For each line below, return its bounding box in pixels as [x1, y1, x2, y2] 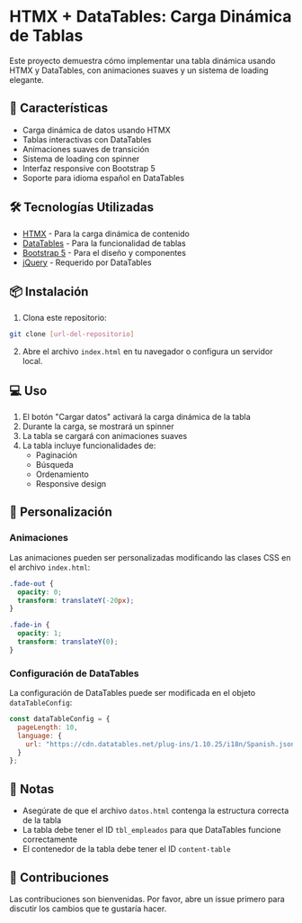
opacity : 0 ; [17, 588, 63, 597]
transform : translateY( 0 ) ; [17, 637, 119, 646]
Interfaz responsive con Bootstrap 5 [22, 162, 155, 173]
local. [22, 356, 43, 367]
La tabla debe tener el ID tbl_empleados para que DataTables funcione [22, 825, 281, 836]
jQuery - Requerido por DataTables [22, 257, 152, 268]
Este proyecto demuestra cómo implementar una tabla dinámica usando [9, 55, 276, 66]
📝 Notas [9, 781, 55, 797]
